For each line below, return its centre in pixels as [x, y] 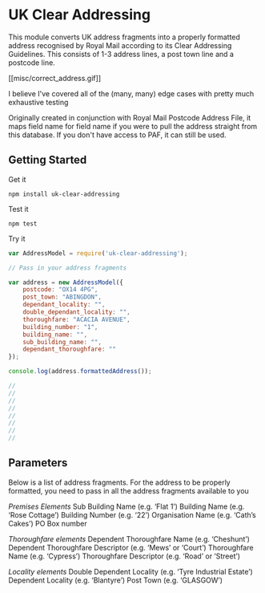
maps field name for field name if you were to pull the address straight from [133, 126]
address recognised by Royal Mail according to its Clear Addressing [120, 45]
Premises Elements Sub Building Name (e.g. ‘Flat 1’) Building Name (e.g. [126, 506]
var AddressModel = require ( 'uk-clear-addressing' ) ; [98, 253]
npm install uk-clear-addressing [64, 194]
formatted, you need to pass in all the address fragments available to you [129, 490]
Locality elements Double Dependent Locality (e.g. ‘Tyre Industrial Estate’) [131, 571]
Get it [17, 179]
